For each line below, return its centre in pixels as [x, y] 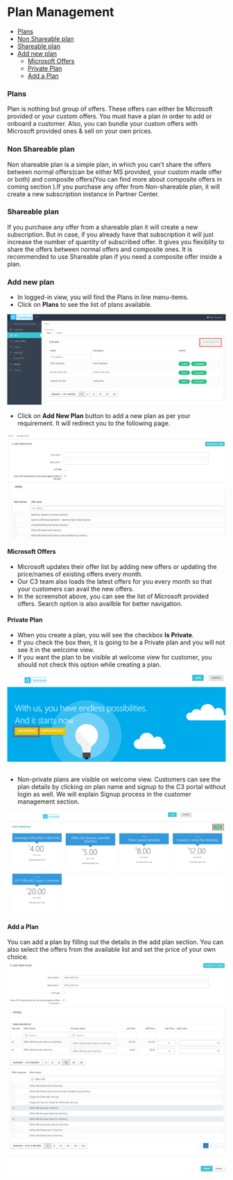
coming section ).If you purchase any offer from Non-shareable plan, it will [114, 186]
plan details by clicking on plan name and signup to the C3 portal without [121, 787]
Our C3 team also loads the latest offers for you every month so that [114, 582]
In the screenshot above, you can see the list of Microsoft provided [113, 596]
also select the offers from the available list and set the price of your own [112, 950]
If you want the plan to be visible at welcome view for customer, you [114, 657]
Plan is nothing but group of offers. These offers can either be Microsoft [110, 109]
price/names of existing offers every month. [80, 574]
